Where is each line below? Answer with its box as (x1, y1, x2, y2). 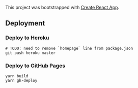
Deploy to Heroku (5, 34, 49, 41)
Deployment (5, 19, 45, 27)
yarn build (5, 73, 29, 78)
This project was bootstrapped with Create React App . (5, 5, 120, 10)
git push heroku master (5, 50, 56, 55)
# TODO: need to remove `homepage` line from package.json (5, 46, 133, 51)
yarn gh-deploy (5, 78, 38, 83)
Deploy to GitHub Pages (5, 62, 65, 69)
